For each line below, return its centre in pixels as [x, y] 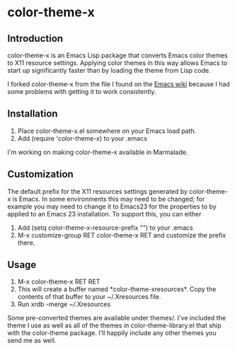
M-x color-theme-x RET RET [59, 282]
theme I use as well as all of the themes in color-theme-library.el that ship [114, 325]
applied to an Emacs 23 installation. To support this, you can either [104, 214]
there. [26, 243]
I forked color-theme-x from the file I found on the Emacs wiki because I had [118, 84]
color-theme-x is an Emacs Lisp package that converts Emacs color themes [117, 55]
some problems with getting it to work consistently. [82, 92]
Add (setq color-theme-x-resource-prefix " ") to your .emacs [105, 228]
